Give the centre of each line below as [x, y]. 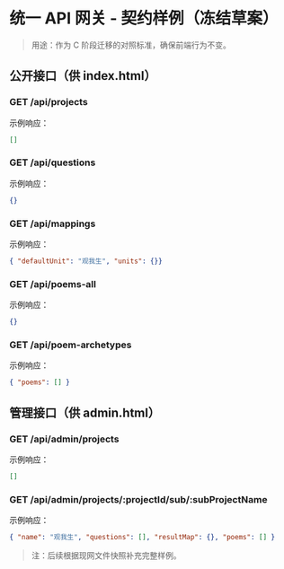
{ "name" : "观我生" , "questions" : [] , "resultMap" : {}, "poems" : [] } [142, 538]
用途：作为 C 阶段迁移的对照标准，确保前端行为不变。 [131, 45]
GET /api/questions [53, 162]
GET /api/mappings [53, 223]
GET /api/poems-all [53, 284]
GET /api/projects [49, 102]
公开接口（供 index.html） [83, 76]
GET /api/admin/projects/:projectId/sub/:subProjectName [138, 499]
